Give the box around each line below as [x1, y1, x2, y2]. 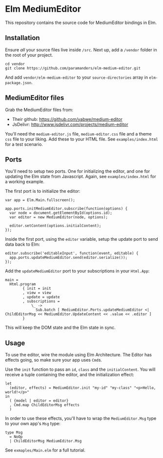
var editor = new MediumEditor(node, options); [9, 215, 108, 220]
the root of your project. [5, 52, 53, 58]
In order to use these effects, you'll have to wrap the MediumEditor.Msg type [5, 415, 157, 421]
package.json [5, 80, 32, 85]
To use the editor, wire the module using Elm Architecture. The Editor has [5, 352, 152, 358]
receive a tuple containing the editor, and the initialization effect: [5, 372, 134, 378]
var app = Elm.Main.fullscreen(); [5, 198, 76, 203]
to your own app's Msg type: [5, 421, 61, 427]
